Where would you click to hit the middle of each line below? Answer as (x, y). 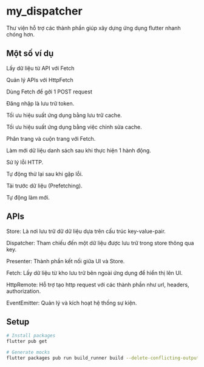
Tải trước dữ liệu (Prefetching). (45, 186)
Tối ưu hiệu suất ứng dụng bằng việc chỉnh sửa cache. (74, 127)
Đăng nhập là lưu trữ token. (40, 103)
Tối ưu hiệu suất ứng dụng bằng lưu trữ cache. (64, 115)
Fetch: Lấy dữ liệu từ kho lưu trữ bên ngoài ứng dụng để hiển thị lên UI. (95, 273)
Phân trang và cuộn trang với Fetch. (51, 138)
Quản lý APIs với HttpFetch (40, 79)
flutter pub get (27, 342)
